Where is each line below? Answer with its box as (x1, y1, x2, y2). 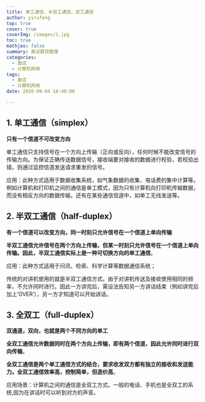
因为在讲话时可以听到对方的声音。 (13, 389, 99, 397)
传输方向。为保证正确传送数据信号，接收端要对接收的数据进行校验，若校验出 (6, 156, 199, 163)
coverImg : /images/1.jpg (6, 32, 70, 38)
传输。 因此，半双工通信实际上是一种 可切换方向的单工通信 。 (6, 249, 156, 256)
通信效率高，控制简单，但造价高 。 (32, 368, 119, 376)
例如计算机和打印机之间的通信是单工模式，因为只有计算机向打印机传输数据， (6, 184, 199, 191)
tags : (6, 71, 20, 77)
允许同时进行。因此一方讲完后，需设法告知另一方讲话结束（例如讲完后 (22, 282, 199, 290)
